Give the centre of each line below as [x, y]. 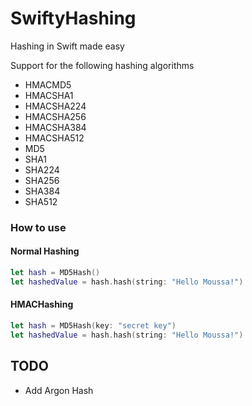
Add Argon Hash [59, 390]
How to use [38, 227]
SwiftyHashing [73, 18]
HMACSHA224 [55, 106]
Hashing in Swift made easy [67, 46]
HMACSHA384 [55, 127]
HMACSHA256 [55, 116]
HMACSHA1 [49, 95]
